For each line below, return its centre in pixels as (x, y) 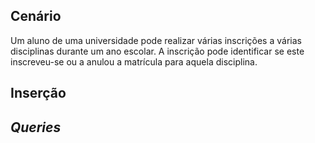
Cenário (36, 16)
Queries (36, 127)
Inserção (38, 93)
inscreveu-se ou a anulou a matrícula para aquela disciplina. (134, 61)
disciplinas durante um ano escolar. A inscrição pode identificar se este (157, 51)
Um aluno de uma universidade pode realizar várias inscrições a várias (156, 40)
